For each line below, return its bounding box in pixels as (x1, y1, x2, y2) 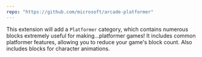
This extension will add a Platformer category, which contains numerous (6, 25, 189, 33)
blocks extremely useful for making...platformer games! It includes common (6, 32, 196, 39)
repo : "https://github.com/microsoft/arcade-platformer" (6, 8, 154, 15)
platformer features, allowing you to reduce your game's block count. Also (6, 38, 193, 45)
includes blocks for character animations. (6, 45, 110, 52)
